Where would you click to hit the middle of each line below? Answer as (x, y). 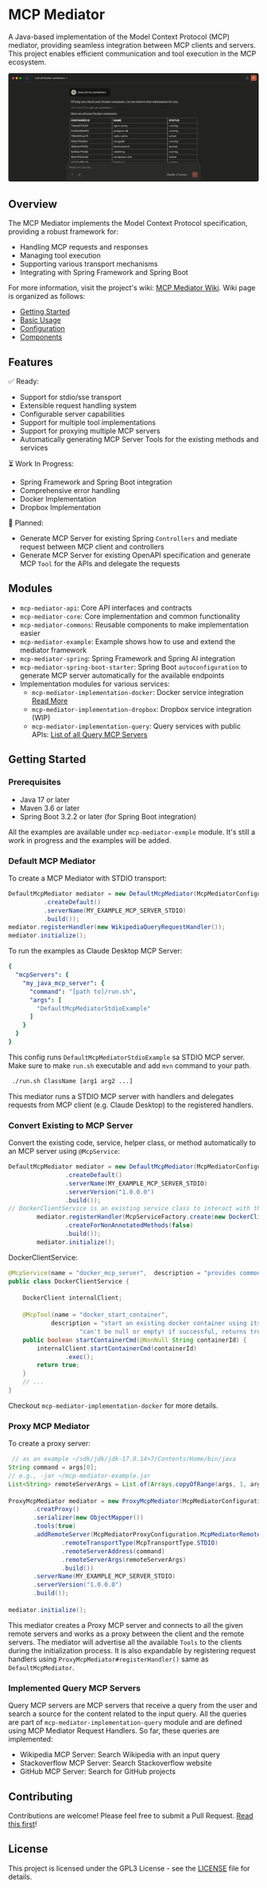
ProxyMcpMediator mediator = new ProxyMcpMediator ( (95, 1501)
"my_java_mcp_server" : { (64, 983)
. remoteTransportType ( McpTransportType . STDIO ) (140, 1543)
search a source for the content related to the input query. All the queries (128, 1714)
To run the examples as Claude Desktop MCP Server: (95, 951)
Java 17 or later (44, 799)
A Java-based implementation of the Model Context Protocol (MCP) (119, 37)
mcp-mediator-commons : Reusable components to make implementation (134, 624)
